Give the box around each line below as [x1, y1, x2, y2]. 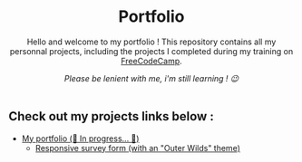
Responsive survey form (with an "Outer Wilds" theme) [34, 142, 241, 153]
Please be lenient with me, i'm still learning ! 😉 [63, 72, 239, 83]
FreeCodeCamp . [121, 55, 182, 66]
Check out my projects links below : [8, 109, 214, 124]
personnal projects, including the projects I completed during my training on [9, 45, 294, 56]
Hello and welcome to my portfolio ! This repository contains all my [26, 36, 277, 47]
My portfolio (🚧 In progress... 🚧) [21, 133, 140, 144]
